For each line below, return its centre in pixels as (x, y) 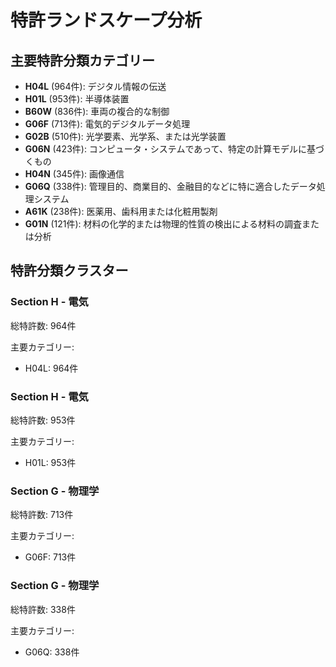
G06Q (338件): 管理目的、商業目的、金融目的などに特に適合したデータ (170, 186)
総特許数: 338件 (43, 609)
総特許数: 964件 (43, 325)
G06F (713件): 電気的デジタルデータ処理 (107, 124)
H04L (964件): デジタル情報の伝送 (95, 86)
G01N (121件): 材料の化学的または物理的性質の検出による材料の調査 (163, 224)
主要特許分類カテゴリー (82, 60)
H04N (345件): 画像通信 (74, 174)
